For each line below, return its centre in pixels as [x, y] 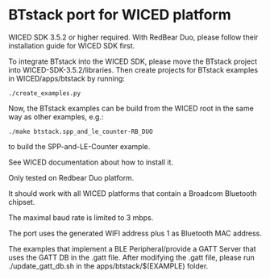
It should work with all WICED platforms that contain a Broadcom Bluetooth [133, 193]
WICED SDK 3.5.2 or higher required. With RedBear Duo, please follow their [133, 37]
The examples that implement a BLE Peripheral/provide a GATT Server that [132, 248]
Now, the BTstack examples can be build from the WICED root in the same [131, 108]
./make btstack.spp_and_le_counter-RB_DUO [81, 131]
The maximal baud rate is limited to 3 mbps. [81, 217]
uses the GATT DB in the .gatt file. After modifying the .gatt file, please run [132, 257]
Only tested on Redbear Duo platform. [71, 177]
